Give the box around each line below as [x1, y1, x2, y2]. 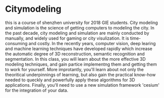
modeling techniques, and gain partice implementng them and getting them [5, 61, 157, 67]
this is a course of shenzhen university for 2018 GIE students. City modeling [5, 20, 158, 25]
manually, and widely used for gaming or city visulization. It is [5, 35, 129, 41]
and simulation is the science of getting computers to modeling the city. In [5, 24, 155, 30]
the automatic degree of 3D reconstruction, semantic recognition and [5, 50, 145, 57]
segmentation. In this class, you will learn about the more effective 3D [5, 56, 146, 62]
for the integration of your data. [5, 87, 69, 93]
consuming [5, 40, 28, 46]
